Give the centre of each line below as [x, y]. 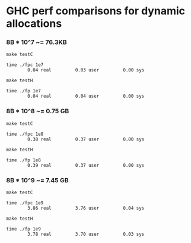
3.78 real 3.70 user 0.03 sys [86, 234]
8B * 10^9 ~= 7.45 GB [38, 180]
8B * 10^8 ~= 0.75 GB [38, 111]
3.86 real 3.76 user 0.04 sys [86, 208]
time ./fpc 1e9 [25, 203]
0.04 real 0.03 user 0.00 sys [86, 70]
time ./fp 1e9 [24, 229]
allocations [34, 24]
